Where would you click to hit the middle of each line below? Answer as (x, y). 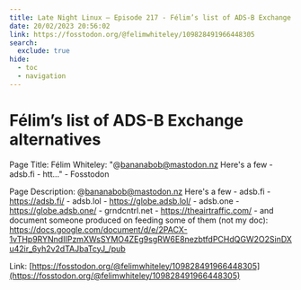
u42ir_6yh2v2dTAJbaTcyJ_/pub (67, 249)
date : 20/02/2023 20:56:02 (60, 26)
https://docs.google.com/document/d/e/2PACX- (98, 229)
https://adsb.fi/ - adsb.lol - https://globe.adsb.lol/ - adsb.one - (124, 201)
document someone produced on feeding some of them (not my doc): (139, 220)
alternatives (55, 139)
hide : (19, 59)
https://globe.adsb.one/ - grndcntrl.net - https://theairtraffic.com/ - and (142, 210)
